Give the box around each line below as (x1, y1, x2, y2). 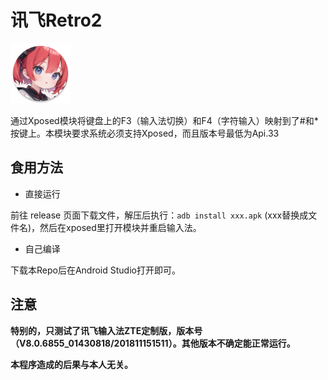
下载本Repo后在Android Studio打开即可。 (10, 264, 181, 276)
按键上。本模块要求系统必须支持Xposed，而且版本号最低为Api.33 (10, 127, 280, 139)
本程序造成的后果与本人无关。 (10, 358, 133, 370)
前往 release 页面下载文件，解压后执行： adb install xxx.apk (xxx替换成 (10, 209, 309, 221)
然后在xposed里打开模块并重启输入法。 (39, 221, 202, 233)
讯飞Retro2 (10, 9, 103, 32)
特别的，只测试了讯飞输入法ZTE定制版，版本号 (10, 324, 203, 336)
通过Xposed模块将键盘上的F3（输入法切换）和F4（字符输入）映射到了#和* (10, 114, 319, 126)
